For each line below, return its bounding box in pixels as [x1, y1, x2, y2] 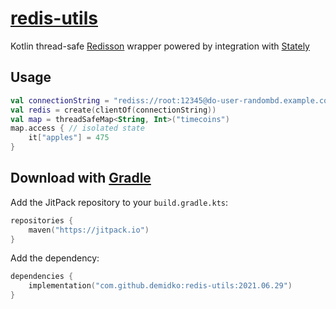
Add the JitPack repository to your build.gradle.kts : [10, 196, 229, 208]
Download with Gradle [10, 170, 152, 187]
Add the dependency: [10, 252, 100, 264]
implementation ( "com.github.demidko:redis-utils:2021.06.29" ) [28, 281, 293, 291]
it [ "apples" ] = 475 [28, 133, 110, 143]
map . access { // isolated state [10, 123, 145, 134]
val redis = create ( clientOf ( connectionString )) [10, 105, 217, 115]
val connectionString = [10, 95, 110, 106]
